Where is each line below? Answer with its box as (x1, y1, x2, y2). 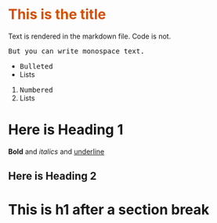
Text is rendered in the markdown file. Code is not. (8, 31, 172, 41)
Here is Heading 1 (8, 121, 124, 139)
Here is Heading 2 (8, 170, 97, 183)
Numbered (19, 85, 53, 94)
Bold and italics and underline (8, 147, 105, 156)
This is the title (8, 5, 107, 24)
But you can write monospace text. (8, 46, 145, 56)
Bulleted (19, 61, 53, 71)
